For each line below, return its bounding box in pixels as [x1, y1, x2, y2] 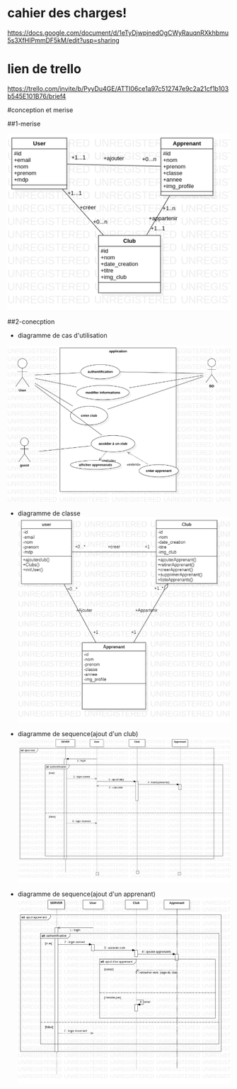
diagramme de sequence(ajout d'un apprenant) [17, 890, 156, 899]
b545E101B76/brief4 [7, 92, 67, 100]
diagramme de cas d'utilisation [17, 331, 108, 339]
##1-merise [7, 119, 41, 128]
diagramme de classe [17, 509, 81, 518]
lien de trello [7, 61, 81, 77]
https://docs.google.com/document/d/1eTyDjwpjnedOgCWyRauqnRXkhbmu [7, 28, 229, 37]
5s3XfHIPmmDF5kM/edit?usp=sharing [7, 35, 120, 44]
